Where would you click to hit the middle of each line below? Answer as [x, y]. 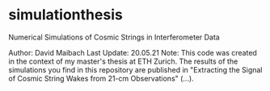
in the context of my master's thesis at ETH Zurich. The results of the [123, 61]
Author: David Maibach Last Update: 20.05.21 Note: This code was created [133, 52]
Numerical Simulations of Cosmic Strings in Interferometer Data [114, 37]
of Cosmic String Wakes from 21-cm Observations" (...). [101, 78]
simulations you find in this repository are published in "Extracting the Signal [135, 69]
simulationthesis [65, 15]
